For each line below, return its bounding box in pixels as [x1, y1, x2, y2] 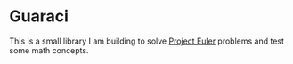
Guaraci [9, 6, 69, 27]
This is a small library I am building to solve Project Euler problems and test [9, 36, 285, 46]
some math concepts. [9, 44, 89, 55]
